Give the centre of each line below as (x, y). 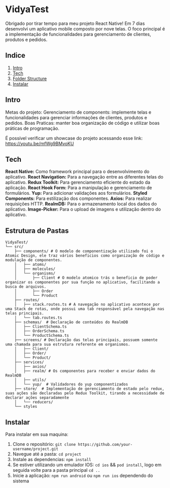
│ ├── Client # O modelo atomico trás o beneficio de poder (86, 278)
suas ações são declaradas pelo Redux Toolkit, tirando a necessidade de (85, 393)
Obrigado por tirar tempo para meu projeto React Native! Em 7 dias (75, 23)
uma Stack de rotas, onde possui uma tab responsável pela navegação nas (85, 309)
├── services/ (29, 362)
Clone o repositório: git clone (44, 444)
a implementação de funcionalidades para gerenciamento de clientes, (78, 34)
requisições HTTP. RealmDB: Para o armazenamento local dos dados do (81, 204)
